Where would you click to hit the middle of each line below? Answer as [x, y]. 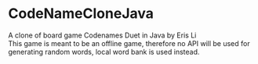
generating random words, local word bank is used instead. [104, 52]
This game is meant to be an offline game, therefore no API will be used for [129, 43]
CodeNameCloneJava [81, 14]
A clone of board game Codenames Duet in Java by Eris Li [102, 35]
